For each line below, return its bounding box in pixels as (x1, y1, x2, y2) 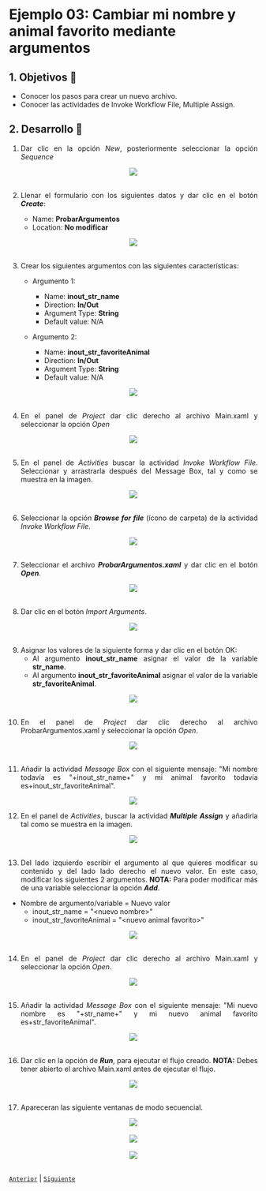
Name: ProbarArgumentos (32, 214, 121, 223)
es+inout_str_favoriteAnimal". (20, 781, 116, 790)
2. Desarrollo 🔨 (9, 122, 83, 136)
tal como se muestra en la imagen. (20, 819, 133, 829)
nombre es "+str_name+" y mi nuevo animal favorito (20, 1009, 258, 1018)
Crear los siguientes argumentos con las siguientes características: (20, 260, 239, 270)
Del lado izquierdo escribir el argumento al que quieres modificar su (20, 858, 258, 867)
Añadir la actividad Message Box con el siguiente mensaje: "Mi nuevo (20, 1000, 258, 1009)
